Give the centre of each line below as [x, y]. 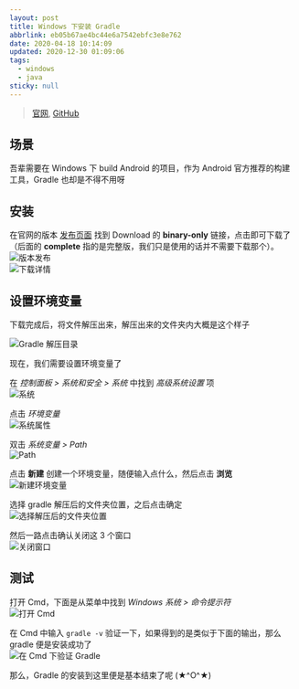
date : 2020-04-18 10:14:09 [61, 43]
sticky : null [34, 86]
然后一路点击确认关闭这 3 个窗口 [70, 535]
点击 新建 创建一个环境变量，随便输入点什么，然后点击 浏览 [121, 474]
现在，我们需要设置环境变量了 [65, 364]
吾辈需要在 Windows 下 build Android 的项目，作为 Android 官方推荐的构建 [150, 168]
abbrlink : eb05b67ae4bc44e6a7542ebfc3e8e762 [96, 35]
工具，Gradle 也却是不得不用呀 [67, 180]
